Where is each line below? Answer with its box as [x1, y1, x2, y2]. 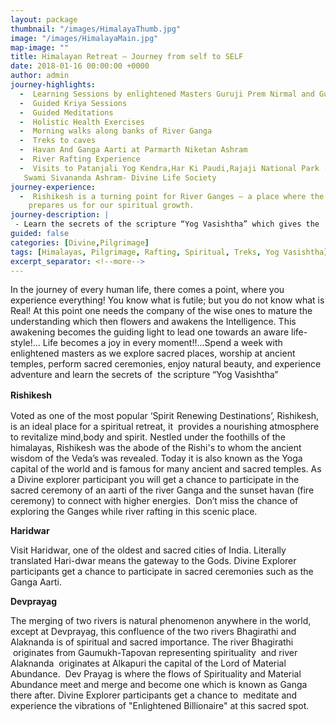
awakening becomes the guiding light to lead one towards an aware [10, 326, 290, 338]
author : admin [10, 71, 70, 81]
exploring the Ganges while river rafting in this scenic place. [10, 506, 258, 518]
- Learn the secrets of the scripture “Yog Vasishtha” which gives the [14, 219, 320, 230]
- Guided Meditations [19, 107, 114, 118]
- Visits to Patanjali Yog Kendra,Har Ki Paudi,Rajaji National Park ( [19, 163, 329, 173]
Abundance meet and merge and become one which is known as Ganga [10, 679, 308, 691]
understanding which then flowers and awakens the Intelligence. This [10, 316, 297, 328]
